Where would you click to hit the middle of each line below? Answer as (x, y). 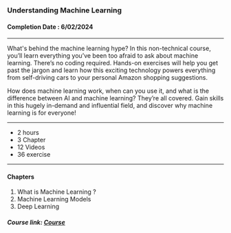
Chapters (21, 177)
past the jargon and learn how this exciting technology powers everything (111, 70)
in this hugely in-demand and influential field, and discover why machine (110, 106)
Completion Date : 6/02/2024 (50, 27)
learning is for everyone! (42, 113)
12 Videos (31, 147)
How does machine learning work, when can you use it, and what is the (108, 91)
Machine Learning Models (54, 199)
